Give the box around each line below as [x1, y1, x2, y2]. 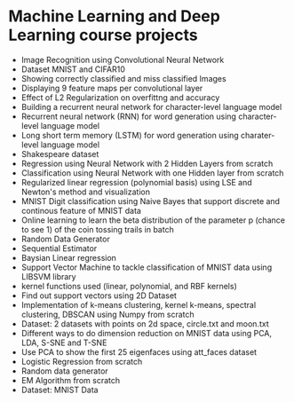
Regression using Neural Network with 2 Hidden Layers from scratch [20, 158, 274, 169]
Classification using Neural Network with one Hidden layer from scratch [20, 167, 284, 178]
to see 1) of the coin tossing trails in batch [20, 224, 174, 234]
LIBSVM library [20, 271, 76, 281]
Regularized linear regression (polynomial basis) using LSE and [20, 177, 252, 187]
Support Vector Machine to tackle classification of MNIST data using [20, 262, 273, 272]
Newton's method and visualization [20, 186, 150, 197]
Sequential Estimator [20, 242, 98, 254]
